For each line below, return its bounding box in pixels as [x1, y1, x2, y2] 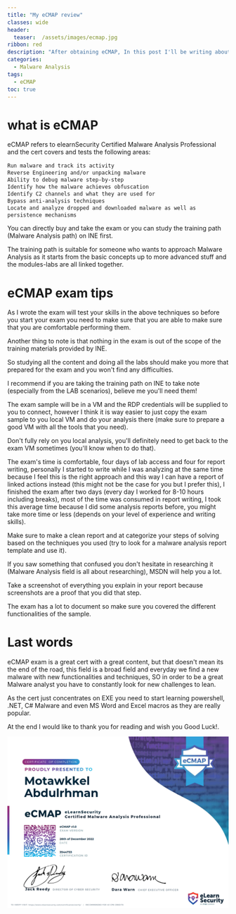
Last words [7, 635, 74, 650]
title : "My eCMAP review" [7, 11, 83, 18]
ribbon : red [7, 41, 42, 49]
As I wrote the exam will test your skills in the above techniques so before [7, 308, 220, 317]
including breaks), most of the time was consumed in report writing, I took [7, 495, 221, 504]
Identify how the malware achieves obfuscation [7, 183, 150, 190]
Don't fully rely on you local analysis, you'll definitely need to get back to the [7, 437, 228, 445]
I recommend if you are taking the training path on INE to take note [7, 379, 200, 388]
